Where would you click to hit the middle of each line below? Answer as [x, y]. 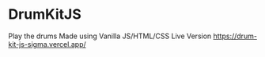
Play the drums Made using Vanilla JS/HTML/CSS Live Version [110, 36]
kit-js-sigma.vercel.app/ [47, 44]
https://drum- [235, 36]
